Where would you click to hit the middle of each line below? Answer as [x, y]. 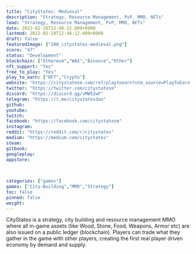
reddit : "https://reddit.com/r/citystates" [60, 132]
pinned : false [23, 197]
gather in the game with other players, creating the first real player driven [94, 239]
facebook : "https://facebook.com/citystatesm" [64, 121]
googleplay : [21, 154]
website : [17, 83]
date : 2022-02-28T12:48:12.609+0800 [51, 28]
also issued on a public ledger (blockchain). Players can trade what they [93, 232]
